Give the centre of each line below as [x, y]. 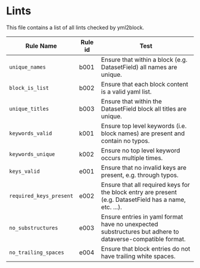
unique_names [28, 67]
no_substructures [34, 228]
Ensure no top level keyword [140, 150]
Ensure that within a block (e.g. [144, 60]
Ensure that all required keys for [146, 185]
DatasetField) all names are [139, 67]
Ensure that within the [131, 101]
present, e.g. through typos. [140, 175]
